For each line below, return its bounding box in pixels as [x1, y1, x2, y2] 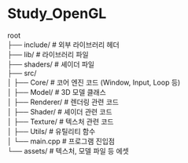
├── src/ [7, 68, 37, 78]
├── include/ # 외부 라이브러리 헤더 [7, 40, 120, 49]
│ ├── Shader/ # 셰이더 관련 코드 [7, 107, 112, 116]
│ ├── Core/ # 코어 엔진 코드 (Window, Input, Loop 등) [7, 78, 181, 87]
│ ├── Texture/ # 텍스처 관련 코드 [7, 117, 114, 126]
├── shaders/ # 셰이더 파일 [7, 60, 95, 69]
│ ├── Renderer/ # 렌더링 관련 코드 [7, 97, 120, 107]
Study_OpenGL [7, 5, 107, 23]
